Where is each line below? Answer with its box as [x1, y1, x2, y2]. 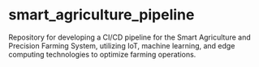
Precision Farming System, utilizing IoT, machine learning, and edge [8, 40, 235, 50]
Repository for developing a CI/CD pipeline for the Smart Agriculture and [8, 32, 251, 42]
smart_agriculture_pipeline [8, 6, 195, 24]
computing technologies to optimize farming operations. [8, 49, 196, 59]
